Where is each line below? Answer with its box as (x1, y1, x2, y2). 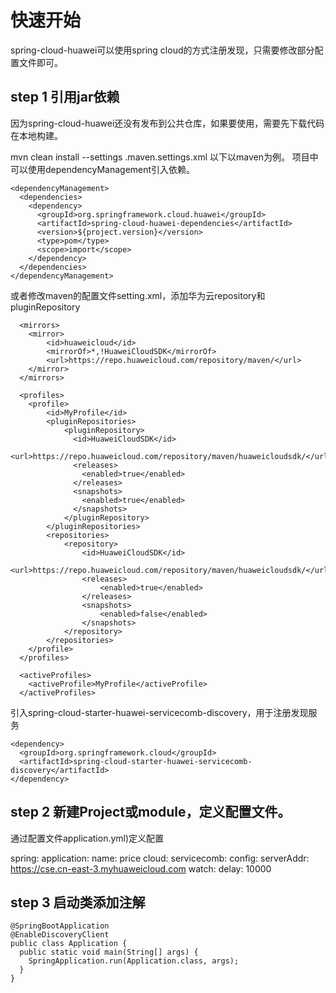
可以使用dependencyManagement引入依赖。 (10, 163, 196, 175)
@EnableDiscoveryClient (10, 930, 110, 940)
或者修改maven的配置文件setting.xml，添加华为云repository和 (10, 289, 266, 301)
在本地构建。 (10, 129, 63, 141)
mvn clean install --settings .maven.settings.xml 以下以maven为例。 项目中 (10, 151, 319, 163)
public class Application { (10, 939, 128, 949)
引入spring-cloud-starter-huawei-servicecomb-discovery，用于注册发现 (10, 706, 309, 718)
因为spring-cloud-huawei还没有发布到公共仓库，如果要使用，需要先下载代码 (10, 117, 325, 129)
